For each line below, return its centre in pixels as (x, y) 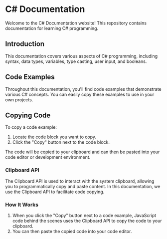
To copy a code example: (31, 127)
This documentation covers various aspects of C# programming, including (82, 56)
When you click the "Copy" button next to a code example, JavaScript (84, 215)
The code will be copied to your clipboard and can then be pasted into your (83, 152)
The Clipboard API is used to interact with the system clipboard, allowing (80, 181)
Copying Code (28, 115)
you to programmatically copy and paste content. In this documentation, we (83, 186)
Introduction (25, 44)
